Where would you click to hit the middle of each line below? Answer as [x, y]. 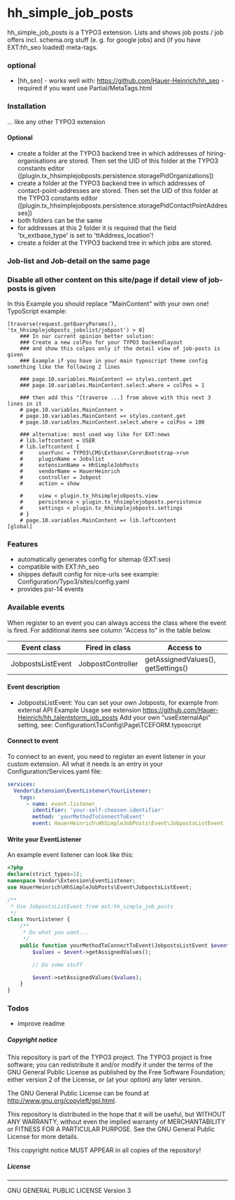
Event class [41, 647]
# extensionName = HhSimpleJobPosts [79, 465]
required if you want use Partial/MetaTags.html [85, 88]
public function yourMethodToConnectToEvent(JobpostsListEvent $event [125, 945]
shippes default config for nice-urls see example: [88, 574]
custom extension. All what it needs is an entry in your [85, 764]
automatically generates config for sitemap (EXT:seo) [94, 560]
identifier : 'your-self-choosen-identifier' [98, 810]
